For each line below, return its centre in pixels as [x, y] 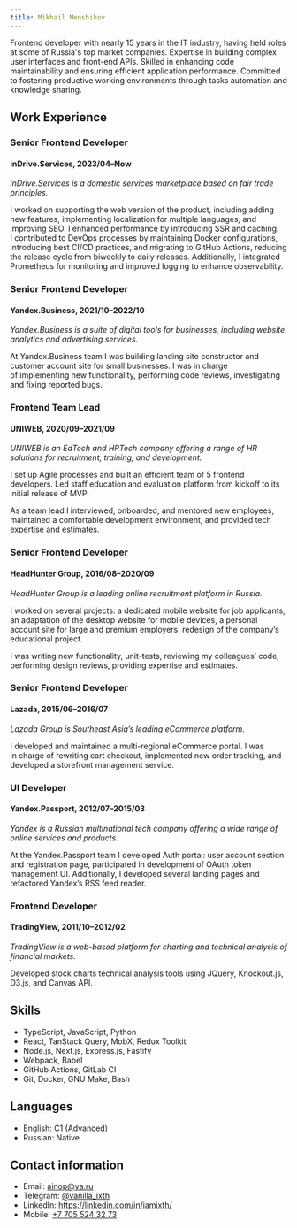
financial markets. [43, 956]
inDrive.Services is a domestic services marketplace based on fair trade [142, 183]
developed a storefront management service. [92, 764]
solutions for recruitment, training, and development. [106, 457]
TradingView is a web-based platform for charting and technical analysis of [149, 947]
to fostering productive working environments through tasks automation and [149, 80]
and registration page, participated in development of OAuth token [131, 864]
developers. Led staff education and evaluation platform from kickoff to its [145, 484]
